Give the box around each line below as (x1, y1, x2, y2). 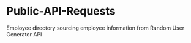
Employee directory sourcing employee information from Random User (6, 24, 185, 31)
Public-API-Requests (6, 4, 116, 18)
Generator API (6, 30, 42, 38)
